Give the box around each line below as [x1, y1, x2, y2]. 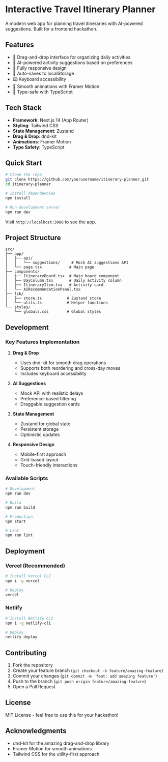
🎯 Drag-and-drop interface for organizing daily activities [12, 54, 131, 60]
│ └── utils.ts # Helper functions [5, 300, 108, 306]
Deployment [5, 547, 45, 555]
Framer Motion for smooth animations [12, 745, 92, 751]
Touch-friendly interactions [20, 462, 78, 468]
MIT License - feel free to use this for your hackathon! [5, 712, 119, 718]
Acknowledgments [5, 726, 67, 736]
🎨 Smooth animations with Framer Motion [12, 83, 100, 90]
